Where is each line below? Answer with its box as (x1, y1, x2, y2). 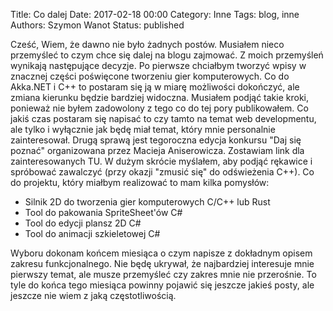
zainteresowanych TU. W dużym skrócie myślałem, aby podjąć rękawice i (10, 155, 313, 167)
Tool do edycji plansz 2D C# (24, 217, 142, 229)
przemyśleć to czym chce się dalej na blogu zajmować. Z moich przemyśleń (10, 49, 324, 61)
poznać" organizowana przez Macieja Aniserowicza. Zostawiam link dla (10, 145, 305, 156)
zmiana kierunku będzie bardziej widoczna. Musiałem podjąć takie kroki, (10, 92, 309, 103)
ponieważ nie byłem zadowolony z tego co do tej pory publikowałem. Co (10, 102, 309, 114)
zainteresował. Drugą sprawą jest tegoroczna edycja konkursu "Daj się (10, 134, 302, 146)
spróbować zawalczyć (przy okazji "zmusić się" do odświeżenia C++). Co (10, 166, 315, 178)
